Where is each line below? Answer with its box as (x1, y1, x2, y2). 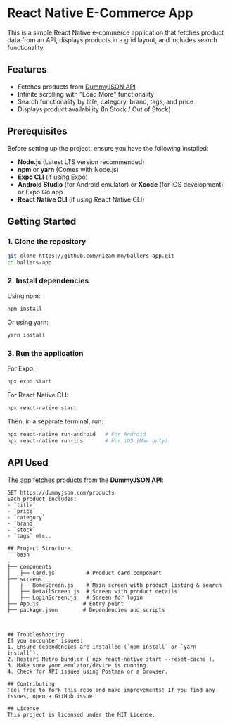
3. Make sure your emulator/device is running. (7, 662, 150, 669)
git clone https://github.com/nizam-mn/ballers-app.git (7, 252, 174, 260)
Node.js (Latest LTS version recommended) (17, 157, 145, 166)
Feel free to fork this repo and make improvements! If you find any (7, 686, 216, 693)
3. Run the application (7, 348, 84, 358)
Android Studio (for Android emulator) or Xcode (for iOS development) (17, 180, 224, 188)
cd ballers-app (7, 259, 52, 266)
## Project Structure (7, 545, 71, 552)
